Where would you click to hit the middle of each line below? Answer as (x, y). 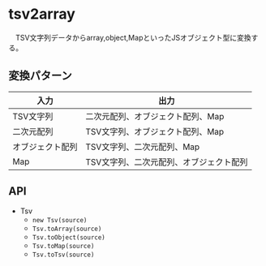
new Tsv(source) (60, 220)
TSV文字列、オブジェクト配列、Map (155, 131)
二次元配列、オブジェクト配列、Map (155, 116)
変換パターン (40, 76)
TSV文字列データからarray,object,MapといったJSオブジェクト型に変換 (133, 37)
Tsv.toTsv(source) (63, 255)
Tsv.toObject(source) (69, 237)
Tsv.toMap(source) (63, 246)
